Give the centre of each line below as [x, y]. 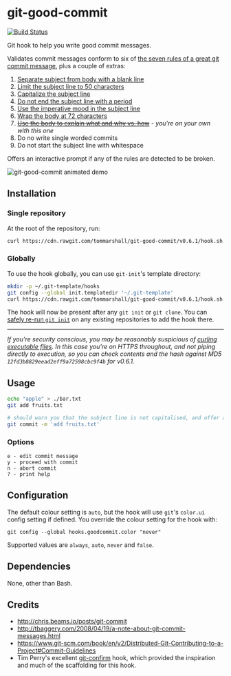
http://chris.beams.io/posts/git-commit [72, 622]
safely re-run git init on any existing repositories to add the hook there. [111, 319]
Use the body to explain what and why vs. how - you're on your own [114, 123]
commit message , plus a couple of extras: [66, 66]
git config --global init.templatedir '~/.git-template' [90, 292]
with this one [35, 130]
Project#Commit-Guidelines [56, 650]
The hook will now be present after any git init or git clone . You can [107, 312]
